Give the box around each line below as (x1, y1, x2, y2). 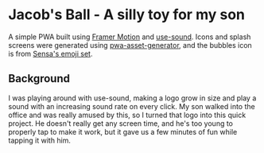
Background (8, 72, 70, 85)
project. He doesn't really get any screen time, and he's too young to (8, 118, 233, 128)
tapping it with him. (8, 135, 72, 145)
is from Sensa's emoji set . (8, 49, 93, 58)
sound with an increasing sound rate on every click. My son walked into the (8, 101, 256, 111)
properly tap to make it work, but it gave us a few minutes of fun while (8, 127, 238, 136)
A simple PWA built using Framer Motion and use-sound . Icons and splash (8, 32, 251, 41)
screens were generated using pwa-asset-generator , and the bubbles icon (8, 40, 252, 49)
